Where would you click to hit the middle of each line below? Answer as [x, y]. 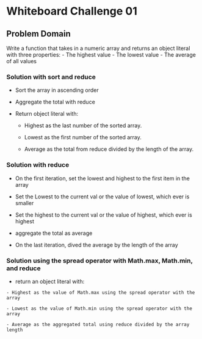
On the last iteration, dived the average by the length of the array [96, 245]
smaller [24, 203]
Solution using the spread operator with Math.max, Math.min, [100, 260]
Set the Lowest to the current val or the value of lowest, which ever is [102, 197]
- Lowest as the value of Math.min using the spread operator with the [99, 309]
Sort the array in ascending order [57, 90]
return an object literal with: [50, 281]
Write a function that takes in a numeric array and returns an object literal [98, 48]
